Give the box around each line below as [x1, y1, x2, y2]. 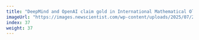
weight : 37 [6, 25, 33, 31]
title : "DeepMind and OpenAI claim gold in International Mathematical [6, 8, 187, 15]
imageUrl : [6, 14, 31, 20]
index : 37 [6, 19, 31, 25]
